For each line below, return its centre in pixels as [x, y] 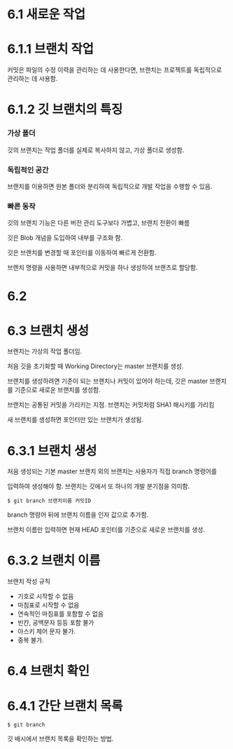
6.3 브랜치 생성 [48, 331]
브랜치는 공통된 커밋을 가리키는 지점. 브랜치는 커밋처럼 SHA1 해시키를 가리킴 [111, 405]
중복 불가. [30, 640]
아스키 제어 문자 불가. [46, 631]
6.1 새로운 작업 [47, 14]
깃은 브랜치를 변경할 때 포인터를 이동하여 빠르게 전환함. [82, 252]
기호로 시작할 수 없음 [45, 596]
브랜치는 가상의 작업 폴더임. [45, 351]
